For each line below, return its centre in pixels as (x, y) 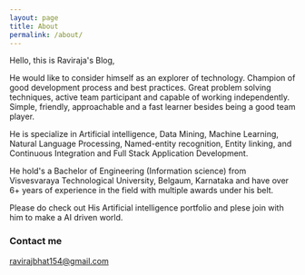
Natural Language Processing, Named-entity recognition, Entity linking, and (151, 144)
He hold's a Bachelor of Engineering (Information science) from (128, 171)
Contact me (36, 241)
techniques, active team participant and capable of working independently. (150, 97)
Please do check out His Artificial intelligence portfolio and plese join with (147, 208)
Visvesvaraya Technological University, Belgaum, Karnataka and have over (149, 181)
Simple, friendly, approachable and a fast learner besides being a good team (152, 107)
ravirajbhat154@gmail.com (59, 260)
